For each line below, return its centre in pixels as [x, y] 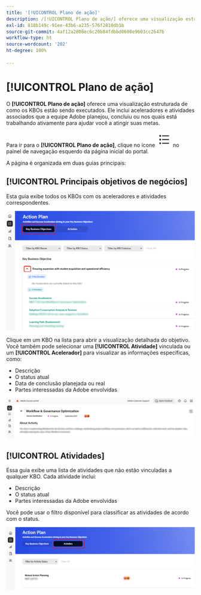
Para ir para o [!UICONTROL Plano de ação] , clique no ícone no [93, 145]
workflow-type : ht [29, 38]
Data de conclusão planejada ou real [60, 384]
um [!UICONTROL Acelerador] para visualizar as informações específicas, [98, 353]
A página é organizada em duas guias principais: [66, 163]
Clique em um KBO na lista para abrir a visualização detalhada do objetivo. [98, 340]
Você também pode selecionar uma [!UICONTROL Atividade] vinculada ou [98, 347]
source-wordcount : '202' [37, 44]
